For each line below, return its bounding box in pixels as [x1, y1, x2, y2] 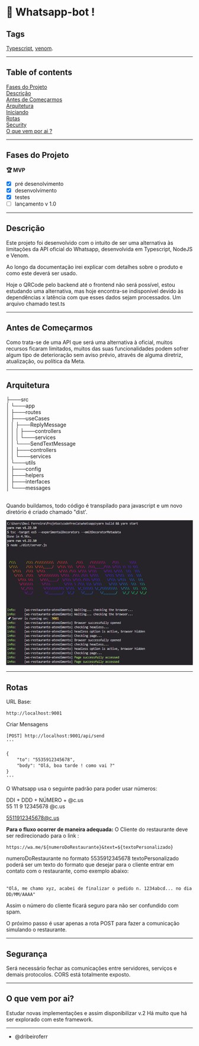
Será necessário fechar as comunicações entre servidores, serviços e [6, 965, 177, 972]
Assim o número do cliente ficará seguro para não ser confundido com [6, 902, 179, 909]
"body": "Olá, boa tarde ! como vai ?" [17, 763, 115, 769]
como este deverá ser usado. [6, 270, 78, 277]
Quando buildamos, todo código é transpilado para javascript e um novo [6, 502, 182, 510]
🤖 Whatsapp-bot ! [6, 5, 95, 19]
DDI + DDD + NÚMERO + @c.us [6, 797, 84, 804]
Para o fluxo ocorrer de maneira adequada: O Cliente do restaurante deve [6, 826, 188, 833]
